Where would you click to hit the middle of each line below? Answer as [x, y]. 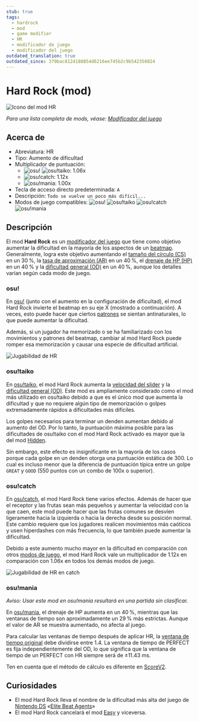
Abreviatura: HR [34, 152]
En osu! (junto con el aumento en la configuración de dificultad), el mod [94, 301]
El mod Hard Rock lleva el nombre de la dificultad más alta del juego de [102, 700]
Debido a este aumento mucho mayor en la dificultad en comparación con [97, 548]
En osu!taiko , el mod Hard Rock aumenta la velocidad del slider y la [88, 384]
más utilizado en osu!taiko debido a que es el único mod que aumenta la [94, 397]
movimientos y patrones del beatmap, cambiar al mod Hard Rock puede [94, 338]
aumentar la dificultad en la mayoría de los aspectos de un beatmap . [90, 248]
